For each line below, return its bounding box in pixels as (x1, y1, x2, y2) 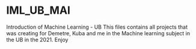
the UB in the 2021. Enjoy (6, 36, 69, 43)
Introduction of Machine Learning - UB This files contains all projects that (6, 23, 188, 30)
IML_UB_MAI (6, 4, 71, 17)
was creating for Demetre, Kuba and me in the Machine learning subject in (6, 29, 191, 36)
